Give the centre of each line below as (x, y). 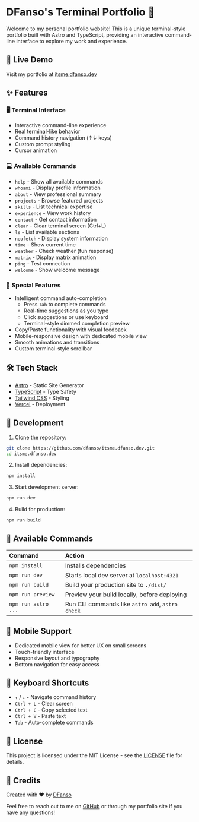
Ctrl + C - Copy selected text (51, 710)
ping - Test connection (42, 263)
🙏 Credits (24, 780)
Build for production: (40, 510)
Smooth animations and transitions (57, 342)
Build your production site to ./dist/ (116, 584)
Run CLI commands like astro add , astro (121, 604)
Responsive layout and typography (57, 658)
